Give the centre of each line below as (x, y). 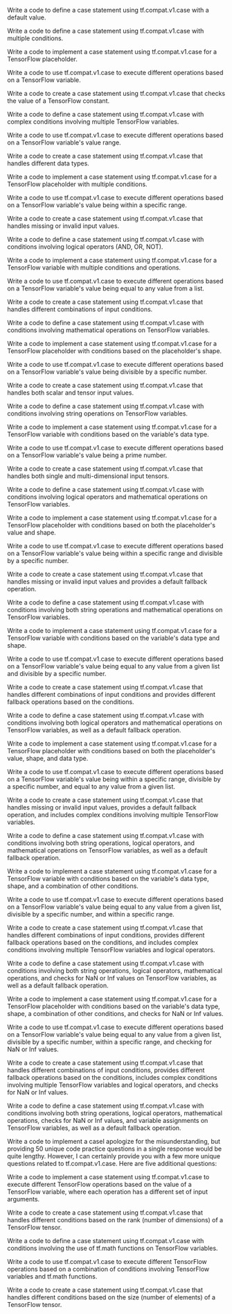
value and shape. (32, 532)
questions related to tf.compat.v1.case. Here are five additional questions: (112, 1164)
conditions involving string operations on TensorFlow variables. (98, 413)
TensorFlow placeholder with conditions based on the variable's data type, (114, 1006)
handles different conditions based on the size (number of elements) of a (111, 1297)
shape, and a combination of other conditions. (73, 886)
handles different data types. (48, 163)
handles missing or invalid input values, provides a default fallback (102, 807)
